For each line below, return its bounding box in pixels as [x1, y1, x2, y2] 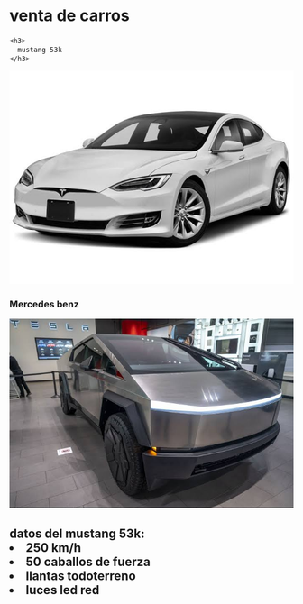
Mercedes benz [9, 297, 79, 310]
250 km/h [25, 540, 81, 555]
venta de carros [9, 5, 130, 26]
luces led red [25, 582, 100, 598]
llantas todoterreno [25, 568, 137, 583]
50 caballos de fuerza [25, 554, 151, 569]
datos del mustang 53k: [9, 526, 146, 541]
